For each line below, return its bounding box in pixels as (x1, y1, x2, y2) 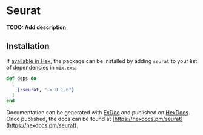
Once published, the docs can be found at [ (6, 116, 115, 123)
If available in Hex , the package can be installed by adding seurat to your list (6, 57, 198, 64)
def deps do (6, 75, 36, 82)
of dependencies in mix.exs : (6, 64, 77, 71)
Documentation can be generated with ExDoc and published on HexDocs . (6, 109, 190, 116)
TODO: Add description (6, 24, 67, 31)
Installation (6, 41, 50, 51)
